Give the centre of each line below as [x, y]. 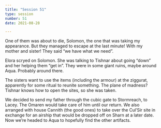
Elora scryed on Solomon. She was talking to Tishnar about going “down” [78, 60]
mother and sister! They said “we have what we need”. [59, 51]
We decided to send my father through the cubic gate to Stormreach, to [76, 100]
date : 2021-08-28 [22, 23]
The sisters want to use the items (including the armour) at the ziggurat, [77, 80]
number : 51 [16, 18]
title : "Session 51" [26, 9]
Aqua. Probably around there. [34, 71]
